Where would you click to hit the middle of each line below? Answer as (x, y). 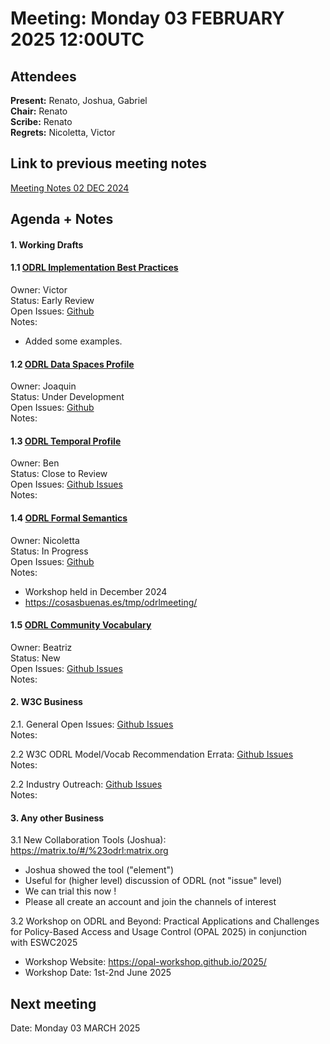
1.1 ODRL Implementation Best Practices (94, 268)
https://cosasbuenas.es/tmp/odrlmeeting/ (111, 602)
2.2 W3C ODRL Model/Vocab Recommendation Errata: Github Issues (152, 754)
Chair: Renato (39, 111)
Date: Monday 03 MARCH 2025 (75, 1028)
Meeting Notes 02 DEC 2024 (70, 188)
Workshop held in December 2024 (96, 591)
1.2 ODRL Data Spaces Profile (72, 364)
